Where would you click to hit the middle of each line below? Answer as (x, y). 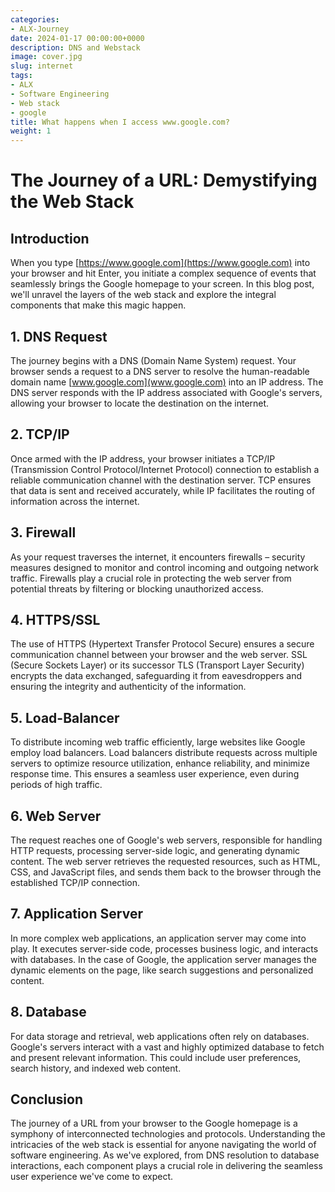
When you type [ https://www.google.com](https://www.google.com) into (160, 263)
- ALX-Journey (40, 29)
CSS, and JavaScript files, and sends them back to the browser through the (166, 872)
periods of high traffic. (56, 785)
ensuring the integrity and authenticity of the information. (128, 687)
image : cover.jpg (46, 57)
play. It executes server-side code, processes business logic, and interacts (164, 948)
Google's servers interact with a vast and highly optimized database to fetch (167, 1047)
